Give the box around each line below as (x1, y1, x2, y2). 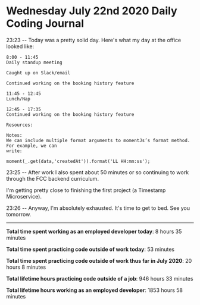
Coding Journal (6, 17, 85, 30)
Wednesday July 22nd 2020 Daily (6, 4, 177, 18)
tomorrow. (6, 210, 32, 218)
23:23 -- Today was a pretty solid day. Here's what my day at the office (6, 36, 182, 43)
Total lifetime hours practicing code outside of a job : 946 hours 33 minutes (6, 275, 193, 282)
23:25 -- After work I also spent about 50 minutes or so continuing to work (6, 168, 189, 176)
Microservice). (6, 193, 42, 200)
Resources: (6, 122, 33, 128)
